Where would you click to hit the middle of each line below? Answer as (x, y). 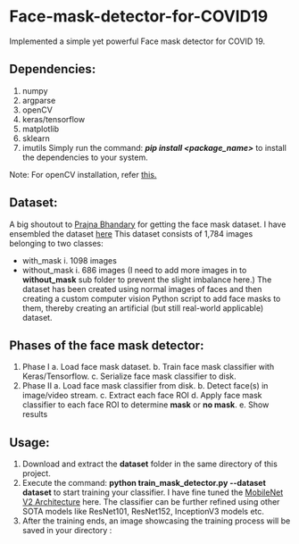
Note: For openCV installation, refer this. (83, 174)
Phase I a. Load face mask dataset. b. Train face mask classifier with (148, 367)
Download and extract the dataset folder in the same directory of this (150, 464)
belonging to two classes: (57, 243)
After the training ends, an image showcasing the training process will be (156, 521)
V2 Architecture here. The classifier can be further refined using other (151, 502)
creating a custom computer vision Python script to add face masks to (151, 298)
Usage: (30, 443)
